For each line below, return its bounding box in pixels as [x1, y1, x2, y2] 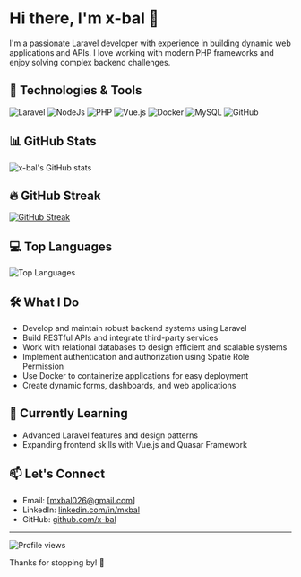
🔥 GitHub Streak [9, 188, 101, 203]
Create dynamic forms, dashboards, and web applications [21, 380, 236, 390]
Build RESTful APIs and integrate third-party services [21, 332, 219, 343]
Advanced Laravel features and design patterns [21, 430, 199, 441]
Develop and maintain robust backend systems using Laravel [21, 323, 247, 333]
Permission [21, 361, 64, 372]
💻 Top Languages [9, 239, 113, 254]
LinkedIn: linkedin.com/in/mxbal [21, 504, 141, 515]
